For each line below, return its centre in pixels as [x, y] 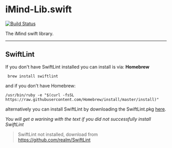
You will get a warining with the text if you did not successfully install [78, 119]
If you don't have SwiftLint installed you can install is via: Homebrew [77, 67]
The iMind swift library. [29, 33]
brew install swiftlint [33, 76]
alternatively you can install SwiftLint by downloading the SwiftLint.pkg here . [86, 109]
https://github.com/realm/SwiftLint [54, 140]
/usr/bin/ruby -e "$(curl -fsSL [40, 95]
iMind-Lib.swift [39, 9]
